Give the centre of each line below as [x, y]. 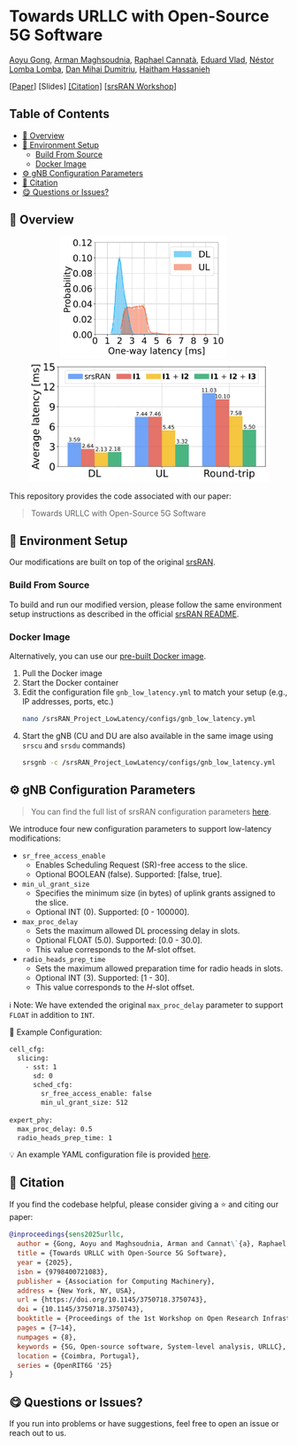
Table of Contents [60, 114]
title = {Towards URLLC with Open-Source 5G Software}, [122, 1254]
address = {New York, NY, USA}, [77, 1291]
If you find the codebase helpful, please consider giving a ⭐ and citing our [144, 1204]
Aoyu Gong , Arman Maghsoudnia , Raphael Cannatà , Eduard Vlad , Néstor [141, 59]
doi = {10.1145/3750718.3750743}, [80, 1309]
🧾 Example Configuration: [56, 1032]
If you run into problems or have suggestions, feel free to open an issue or [144, 1424]
